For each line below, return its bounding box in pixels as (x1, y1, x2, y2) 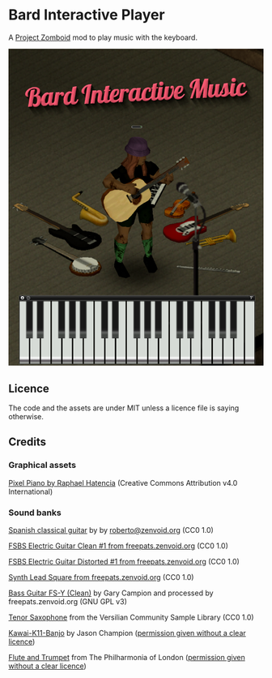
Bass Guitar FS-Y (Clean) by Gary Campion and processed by (8, 588, 214, 598)
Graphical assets (8, 460, 77, 471)
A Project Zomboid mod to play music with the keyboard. (8, 32, 198, 42)
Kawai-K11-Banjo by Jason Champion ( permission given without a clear (8, 629, 247, 638)
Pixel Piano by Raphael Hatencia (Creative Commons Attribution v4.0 (8, 478, 238, 487)
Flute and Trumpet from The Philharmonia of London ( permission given (8, 653, 245, 663)
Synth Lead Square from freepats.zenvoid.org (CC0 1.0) (8, 573, 194, 582)
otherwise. (8, 412, 45, 422)
